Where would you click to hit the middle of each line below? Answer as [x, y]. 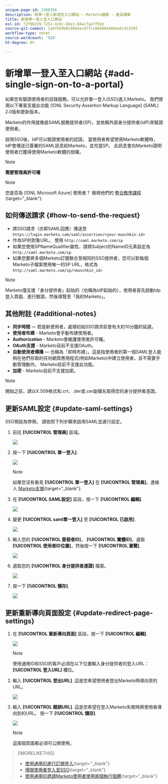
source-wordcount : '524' [31, 38]
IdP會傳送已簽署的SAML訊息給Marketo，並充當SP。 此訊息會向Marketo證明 [83, 145]
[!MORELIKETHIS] [36, 753]
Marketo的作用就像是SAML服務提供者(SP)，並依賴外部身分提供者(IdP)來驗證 [84, 122]
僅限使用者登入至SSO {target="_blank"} [65, 769]
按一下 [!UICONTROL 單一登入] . [45, 453]
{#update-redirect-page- [113, 613]
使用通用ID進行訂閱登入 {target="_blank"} [67, 763]
